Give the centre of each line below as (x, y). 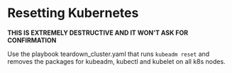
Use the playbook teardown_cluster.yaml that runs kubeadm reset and (109, 54)
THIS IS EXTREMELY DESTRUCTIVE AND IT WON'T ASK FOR (98, 33)
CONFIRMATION (32, 40)
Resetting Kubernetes (73, 13)
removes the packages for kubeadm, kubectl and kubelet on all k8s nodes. (116, 61)
